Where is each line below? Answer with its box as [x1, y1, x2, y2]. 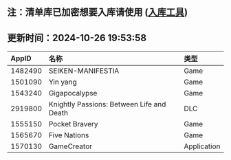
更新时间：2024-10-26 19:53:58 [7, 32, 146, 43]
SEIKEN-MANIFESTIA [48, 66, 120, 76]
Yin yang [48, 78, 77, 87]
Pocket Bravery [48, 119, 98, 129]
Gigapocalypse [48, 89, 98, 98]
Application [184, 141, 221, 151]
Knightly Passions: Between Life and [48, 100, 166, 109]
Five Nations [48, 130, 89, 140]
